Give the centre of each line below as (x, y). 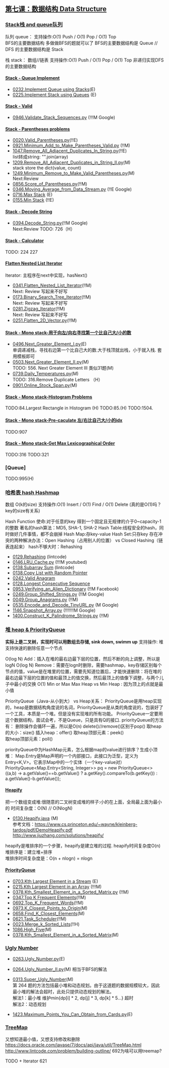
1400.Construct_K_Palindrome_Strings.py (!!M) (61, 616)
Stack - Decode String (29, 211)
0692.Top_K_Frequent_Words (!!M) (48, 903)
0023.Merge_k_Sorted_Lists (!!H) (46, 924)
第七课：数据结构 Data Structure (56, 9)
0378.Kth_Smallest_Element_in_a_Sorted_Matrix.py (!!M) (71, 892)
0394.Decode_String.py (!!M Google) (50, 223)
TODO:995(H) (20, 479)
